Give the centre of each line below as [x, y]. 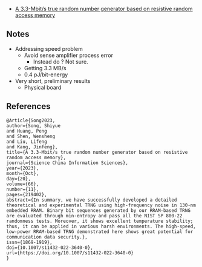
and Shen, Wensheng [31, 136]
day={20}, [19, 179]
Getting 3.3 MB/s [45, 68]
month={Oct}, [23, 173]
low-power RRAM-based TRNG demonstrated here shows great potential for [100, 232]
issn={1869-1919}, [29, 242]
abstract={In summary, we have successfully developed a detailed [92, 200]
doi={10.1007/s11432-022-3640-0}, [50, 248]
